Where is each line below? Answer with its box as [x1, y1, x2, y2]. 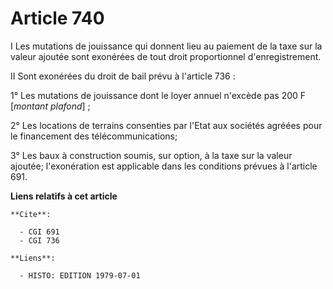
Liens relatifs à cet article [10, 190, 118, 202]
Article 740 [10, 7, 105, 30]
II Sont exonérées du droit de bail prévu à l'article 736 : [10, 70, 236, 82]
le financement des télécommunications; [10, 130, 178, 142]
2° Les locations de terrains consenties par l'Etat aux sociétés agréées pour [10, 119, 323, 131]
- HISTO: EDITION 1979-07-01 [19, 270, 141, 281]
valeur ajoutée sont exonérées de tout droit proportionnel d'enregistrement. [10, 50, 322, 62]
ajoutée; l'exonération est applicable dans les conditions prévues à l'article [10, 160, 318, 172]
